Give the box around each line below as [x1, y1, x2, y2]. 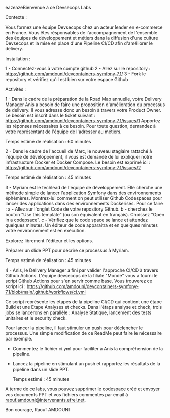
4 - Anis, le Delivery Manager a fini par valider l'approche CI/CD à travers [5, 267, 158, 273]
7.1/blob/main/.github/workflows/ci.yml [5, 289, 86, 295]
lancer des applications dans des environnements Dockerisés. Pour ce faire [5, 201, 163, 206]
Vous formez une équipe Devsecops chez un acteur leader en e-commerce [5, 24, 163, 30]
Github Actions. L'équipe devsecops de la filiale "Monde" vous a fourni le [5, 273, 158, 278]
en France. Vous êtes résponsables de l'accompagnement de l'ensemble [5, 30, 158, 35]
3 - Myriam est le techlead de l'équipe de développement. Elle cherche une [5, 185, 163, 190]
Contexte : [5, 14, 27, 20]
